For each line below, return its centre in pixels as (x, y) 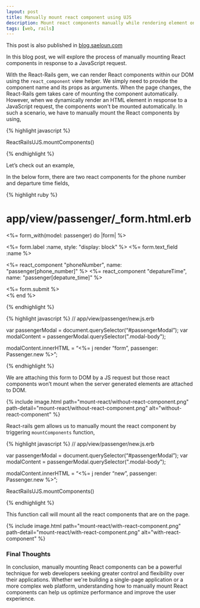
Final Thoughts (28, 554)
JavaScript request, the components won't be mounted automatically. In (95, 107)
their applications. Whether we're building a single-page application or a (95, 580)
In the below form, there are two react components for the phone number (96, 177)
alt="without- (165, 408)
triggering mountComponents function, (51, 433)
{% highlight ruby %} (32, 195)
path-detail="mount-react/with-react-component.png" (73, 532)
